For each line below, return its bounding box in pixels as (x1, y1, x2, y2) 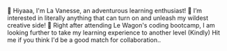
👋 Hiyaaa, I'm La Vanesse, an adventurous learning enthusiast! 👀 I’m (7, 7, 202, 14)
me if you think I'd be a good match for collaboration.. (7, 36, 162, 44)
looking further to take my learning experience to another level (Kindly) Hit (7, 28, 221, 37)
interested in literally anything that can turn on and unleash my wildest (7, 14, 209, 22)
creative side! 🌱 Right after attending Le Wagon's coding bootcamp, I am (7, 21, 216, 29)
